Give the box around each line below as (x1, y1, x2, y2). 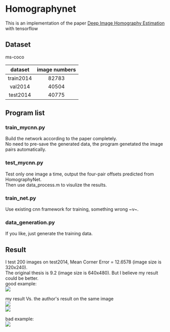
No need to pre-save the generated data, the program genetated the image (5, 141, 163, 147)
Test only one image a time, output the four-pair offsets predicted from (5, 171, 154, 177)
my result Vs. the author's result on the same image (5, 296, 114, 302)
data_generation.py (5, 218, 55, 226)
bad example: (5, 316, 34, 322)
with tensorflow (5, 25, 38, 31)
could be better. (5, 275, 39, 281)
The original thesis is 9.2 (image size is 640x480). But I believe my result (5, 270, 158, 276)
